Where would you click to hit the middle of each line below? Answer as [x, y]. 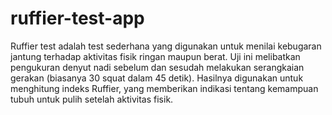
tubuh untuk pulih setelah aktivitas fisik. [92, 99]
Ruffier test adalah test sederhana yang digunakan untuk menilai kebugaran [166, 46]
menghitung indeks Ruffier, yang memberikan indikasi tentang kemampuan [164, 88]
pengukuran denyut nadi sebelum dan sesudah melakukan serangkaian [157, 67]
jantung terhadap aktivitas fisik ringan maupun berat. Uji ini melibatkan [155, 56]
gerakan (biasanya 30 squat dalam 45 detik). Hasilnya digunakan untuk [157, 78]
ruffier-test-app [77, 18]
